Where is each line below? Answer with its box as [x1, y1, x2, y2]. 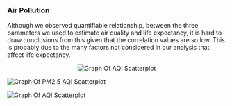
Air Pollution [7, 6, 50, 15]
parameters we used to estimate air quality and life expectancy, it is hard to [7, 28, 222, 37]
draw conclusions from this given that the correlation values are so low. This [7, 36, 226, 44]
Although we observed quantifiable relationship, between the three [7, 21, 199, 30]
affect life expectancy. [7, 51, 71, 59]
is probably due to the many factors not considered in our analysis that [7, 44, 210, 52]
